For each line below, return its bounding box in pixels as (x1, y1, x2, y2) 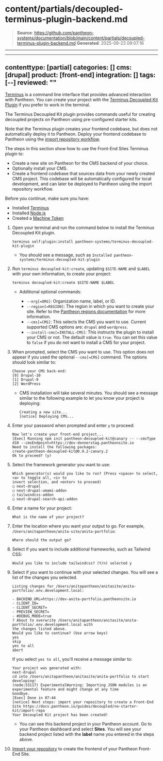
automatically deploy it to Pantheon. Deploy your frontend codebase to (5, 131, 147, 137)
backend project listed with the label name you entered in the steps (19, 731, 154, 737)
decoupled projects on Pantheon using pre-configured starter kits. (5, 116, 138, 122)
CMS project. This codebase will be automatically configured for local (12, 176, 152, 181)
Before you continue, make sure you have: (5, 195, 90, 201)
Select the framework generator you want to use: (12, 461, 111, 467)
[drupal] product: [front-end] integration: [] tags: (5, 71, 156, 79)
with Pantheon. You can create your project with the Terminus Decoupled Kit (5, 96, 158, 103)
